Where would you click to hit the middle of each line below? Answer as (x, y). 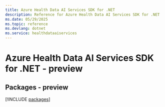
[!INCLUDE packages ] (28, 99)
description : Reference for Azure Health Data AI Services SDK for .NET (82, 15)
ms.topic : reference (27, 24)
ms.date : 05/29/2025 (27, 19)
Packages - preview (37, 87)
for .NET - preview (44, 69)
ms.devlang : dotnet (25, 29)
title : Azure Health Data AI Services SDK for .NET (60, 10)
